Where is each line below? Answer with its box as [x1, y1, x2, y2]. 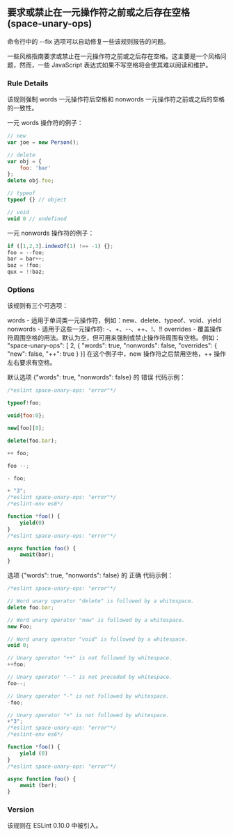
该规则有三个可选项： [7, 302, 68, 310]
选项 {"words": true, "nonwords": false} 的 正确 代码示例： [7, 571, 174, 580]
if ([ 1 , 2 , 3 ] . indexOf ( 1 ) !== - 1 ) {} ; [7, 243, 113, 249]
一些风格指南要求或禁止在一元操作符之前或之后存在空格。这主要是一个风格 [7, 51, 220, 60]
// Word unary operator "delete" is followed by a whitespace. [7, 598, 195, 605]
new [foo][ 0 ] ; [7, 425, 45, 432]
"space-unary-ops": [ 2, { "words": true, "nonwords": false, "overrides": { [7, 341, 218, 350]
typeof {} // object [7, 197, 67, 204]
